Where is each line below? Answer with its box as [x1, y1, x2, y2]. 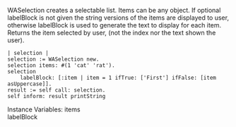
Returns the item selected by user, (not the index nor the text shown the [7, 28, 216, 37]
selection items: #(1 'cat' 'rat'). [7, 62, 115, 69]
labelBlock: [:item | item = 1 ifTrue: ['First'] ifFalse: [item [20, 74, 217, 81]
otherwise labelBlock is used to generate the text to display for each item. [7, 21, 222, 29]
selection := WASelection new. [7, 56, 100, 63]
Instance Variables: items [7, 105, 81, 114]
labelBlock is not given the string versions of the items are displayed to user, [7, 13, 230, 22]
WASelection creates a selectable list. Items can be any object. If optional [7, 6, 221, 14]
